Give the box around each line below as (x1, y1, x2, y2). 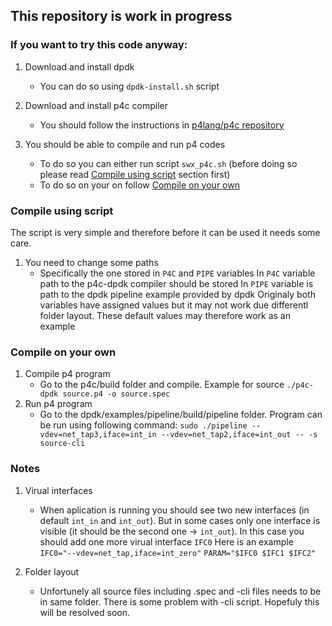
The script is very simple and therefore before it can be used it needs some (10, 226, 321, 238)
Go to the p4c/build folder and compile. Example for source (39, 379, 285, 391)
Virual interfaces (24, 484, 93, 496)
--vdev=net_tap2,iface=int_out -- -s (160, 430, 318, 440)
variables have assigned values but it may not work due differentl (39, 299, 309, 311)
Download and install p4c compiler (24, 99, 168, 111)
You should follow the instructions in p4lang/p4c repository (39, 119, 285, 131)
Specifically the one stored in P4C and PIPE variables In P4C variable (39, 267, 316, 279)
